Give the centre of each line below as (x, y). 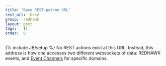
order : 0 (16, 33)
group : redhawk (22, 19)
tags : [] (17, 29)
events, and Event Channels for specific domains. (57, 58)
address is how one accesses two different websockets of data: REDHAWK (83, 53)
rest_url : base (22, 15)
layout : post (19, 24)
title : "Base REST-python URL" (38, 10)
